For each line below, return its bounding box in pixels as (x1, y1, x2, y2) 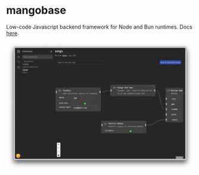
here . (6, 29, 19, 36)
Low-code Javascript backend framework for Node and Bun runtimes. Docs (6, 23, 192, 30)
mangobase (6, 4, 67, 17)
